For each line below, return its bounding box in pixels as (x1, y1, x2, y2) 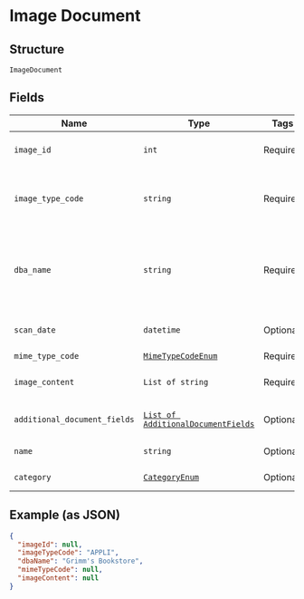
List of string (143, 377, 209, 387)
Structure (9, 42, 65, 57)
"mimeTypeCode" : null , (17, 565, 103, 575)
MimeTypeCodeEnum (143, 351, 218, 361)
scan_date (14, 324, 56, 335)
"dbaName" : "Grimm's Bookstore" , (17, 556, 144, 566)
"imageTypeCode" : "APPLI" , (17, 548, 119, 557)
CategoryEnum (143, 472, 200, 482)
